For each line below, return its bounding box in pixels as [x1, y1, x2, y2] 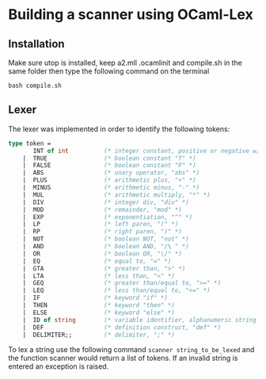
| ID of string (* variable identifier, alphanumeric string [22, 316, 257, 324]
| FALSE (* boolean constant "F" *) [22, 161, 196, 169]
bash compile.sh [8, 81, 62, 89]
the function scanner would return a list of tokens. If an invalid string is [8, 354, 238, 363]
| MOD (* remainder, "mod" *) [22, 206, 182, 214]
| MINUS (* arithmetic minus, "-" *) [22, 184, 200, 191]
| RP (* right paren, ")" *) [22, 228, 182, 236]
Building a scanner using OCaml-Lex [8, 6, 253, 24]
